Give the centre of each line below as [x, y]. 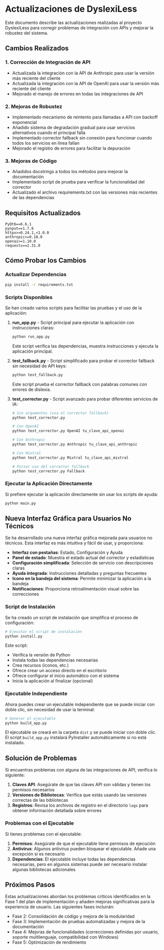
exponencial [24, 122]
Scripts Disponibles [29, 297]
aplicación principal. [33, 351]
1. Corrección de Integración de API [48, 62]
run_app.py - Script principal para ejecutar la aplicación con [73, 322]
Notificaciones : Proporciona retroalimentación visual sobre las [76, 589]
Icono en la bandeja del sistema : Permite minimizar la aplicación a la [82, 579]
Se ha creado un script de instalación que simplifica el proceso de [72, 617]
